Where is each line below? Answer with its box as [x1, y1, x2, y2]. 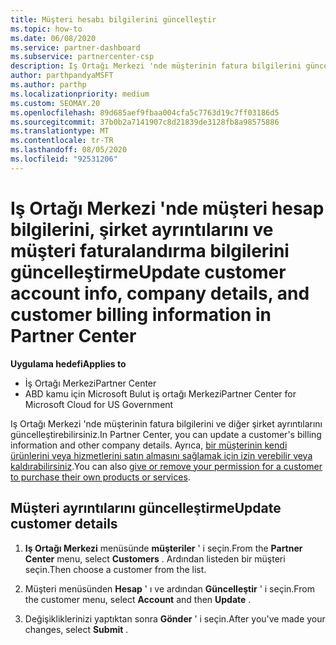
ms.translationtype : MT [10, 126, 110, 136]
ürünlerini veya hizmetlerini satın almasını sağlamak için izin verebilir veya [10, 449, 313, 461]
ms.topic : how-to [10, 24, 83, 34]
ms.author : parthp [10, 80, 87, 90]
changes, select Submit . [24, 623, 129, 635]
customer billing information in [10, 303, 272, 326]
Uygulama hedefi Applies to [10, 357, 127, 370]
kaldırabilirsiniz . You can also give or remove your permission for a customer [10, 460, 323, 472]
